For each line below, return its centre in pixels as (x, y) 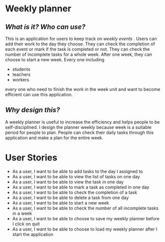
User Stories (31, 158)
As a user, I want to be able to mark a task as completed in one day (81, 187)
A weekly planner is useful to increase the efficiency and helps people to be (82, 122)
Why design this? (33, 110)
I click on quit (26, 224)
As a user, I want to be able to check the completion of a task (75, 192)
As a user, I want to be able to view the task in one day (68, 182)
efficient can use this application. (39, 95)
